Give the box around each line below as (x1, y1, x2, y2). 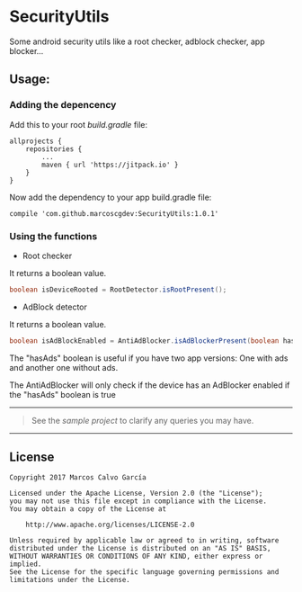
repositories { (25, 144, 83, 154)
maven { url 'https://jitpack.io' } (41, 160, 179, 169)
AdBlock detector (22, 301, 88, 312)
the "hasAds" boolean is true (9, 389, 117, 399)
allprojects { (9, 137, 63, 146)
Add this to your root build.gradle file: (9, 119, 148, 130)
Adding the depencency (9, 99, 117, 112)
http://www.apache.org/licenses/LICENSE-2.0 (25, 520, 195, 530)
